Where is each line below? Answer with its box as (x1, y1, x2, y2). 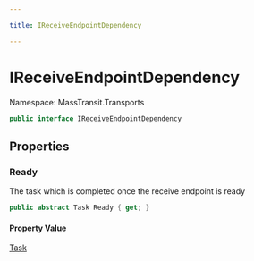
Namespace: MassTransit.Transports (9, 97, 145, 107)
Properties (9, 139, 70, 154)
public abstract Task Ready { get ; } (9, 203, 150, 213)
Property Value (9, 223, 67, 233)
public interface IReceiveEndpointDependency (9, 114, 182, 123)
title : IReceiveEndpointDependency (9, 21, 142, 29)
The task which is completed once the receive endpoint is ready (9, 186, 246, 197)
